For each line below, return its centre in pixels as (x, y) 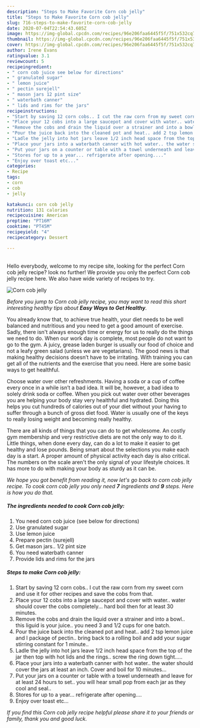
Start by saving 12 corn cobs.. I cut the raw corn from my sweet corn (99, 587)
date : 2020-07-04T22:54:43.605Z (47, 28)
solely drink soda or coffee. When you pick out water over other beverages (99, 394)
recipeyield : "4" (28, 232)
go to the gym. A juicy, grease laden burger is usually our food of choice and (100, 344)
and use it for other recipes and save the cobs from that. (84, 593)
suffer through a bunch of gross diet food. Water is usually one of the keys (98, 412)
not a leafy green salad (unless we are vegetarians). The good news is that (98, 351)
